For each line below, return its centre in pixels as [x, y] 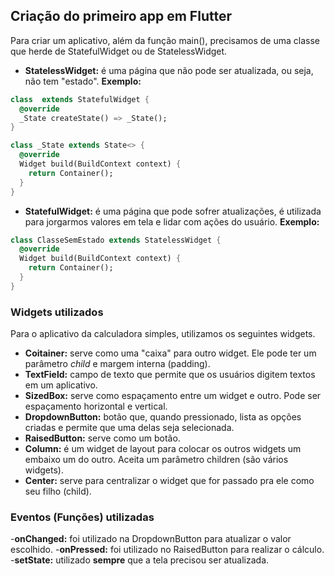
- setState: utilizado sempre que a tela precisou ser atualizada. [140, 560]
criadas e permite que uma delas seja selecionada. [129, 428]
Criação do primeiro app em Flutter [121, 16]
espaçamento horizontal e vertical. [96, 406]
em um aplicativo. [61, 385]
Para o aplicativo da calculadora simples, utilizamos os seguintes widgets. [163, 334]
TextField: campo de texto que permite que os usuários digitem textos [170, 375]
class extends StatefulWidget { [80, 99]
